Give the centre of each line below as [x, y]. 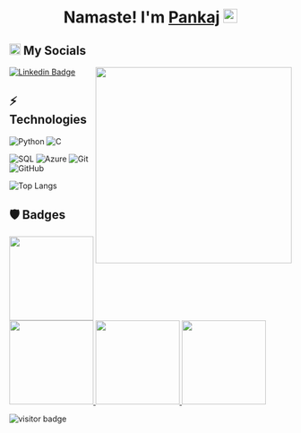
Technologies [48, 120]
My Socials [55, 51]
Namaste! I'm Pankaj [142, 17]
